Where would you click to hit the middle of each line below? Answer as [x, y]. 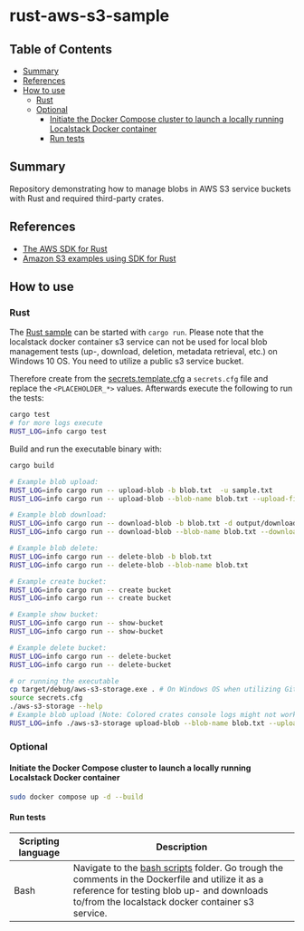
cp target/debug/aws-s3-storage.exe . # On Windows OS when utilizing [145, 690]
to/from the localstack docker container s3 [164, 902]
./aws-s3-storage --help [56, 707]
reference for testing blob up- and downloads [171, 891]
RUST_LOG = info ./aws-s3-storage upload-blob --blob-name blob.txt [137, 723]
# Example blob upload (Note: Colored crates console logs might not [143, 715]
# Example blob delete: [54, 548]
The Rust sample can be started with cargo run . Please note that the [137, 333]
